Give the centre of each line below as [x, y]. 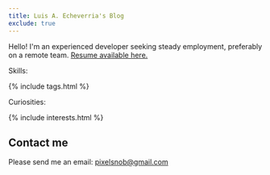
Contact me [38, 142]
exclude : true [32, 23]
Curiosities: [27, 102]
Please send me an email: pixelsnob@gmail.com [88, 162]
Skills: [18, 70]
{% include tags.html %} [49, 86]
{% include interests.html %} [56, 117]
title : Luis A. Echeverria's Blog [66, 16]
